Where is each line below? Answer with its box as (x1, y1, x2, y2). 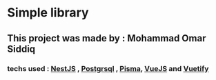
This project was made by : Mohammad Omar (7, 32, 206, 44)
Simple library (7, 5, 89, 21)
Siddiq (7, 43, 36, 54)
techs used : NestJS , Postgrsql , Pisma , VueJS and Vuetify (7, 63, 209, 73)
